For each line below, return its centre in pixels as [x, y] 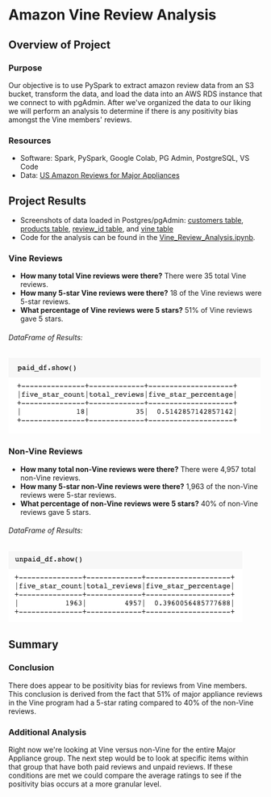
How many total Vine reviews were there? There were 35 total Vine [133, 276]
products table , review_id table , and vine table [96, 229]
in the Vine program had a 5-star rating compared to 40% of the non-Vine [131, 702]
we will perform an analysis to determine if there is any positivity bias [123, 111]
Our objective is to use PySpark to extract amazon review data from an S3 [131, 85]
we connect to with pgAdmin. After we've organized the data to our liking [130, 102]
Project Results [47, 201]
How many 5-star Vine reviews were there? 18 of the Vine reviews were [141, 293]
